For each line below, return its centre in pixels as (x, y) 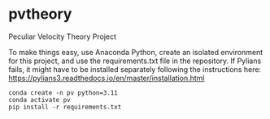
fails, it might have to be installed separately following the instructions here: (135, 69)
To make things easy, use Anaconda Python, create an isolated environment (136, 52)
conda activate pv (39, 100)
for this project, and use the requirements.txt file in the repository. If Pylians (135, 61)
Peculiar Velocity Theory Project (62, 36)
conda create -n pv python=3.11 (63, 93)
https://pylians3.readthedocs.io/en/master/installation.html (107, 78)
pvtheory (40, 14)
